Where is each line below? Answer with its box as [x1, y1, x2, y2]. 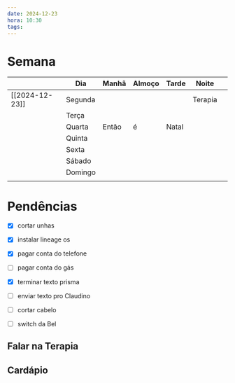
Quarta [66, 122, 89, 132]
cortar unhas [17, 221, 55, 230]
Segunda [66, 95, 96, 105]
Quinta [66, 134, 88, 144]
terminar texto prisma [17, 277, 80, 286]
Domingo [66, 167, 97, 177]
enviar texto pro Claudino [17, 291, 91, 300]
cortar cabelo [17, 305, 57, 314]
